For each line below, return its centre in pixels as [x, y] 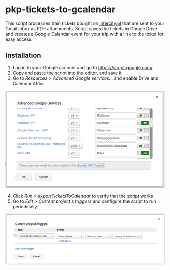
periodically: [26, 207]
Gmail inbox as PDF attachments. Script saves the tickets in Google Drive [81, 28]
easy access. [19, 39]
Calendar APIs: [28, 83]
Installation [23, 55]
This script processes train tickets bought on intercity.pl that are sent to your [85, 23]
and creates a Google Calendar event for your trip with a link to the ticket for [84, 34]
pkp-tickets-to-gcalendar [60, 9]
